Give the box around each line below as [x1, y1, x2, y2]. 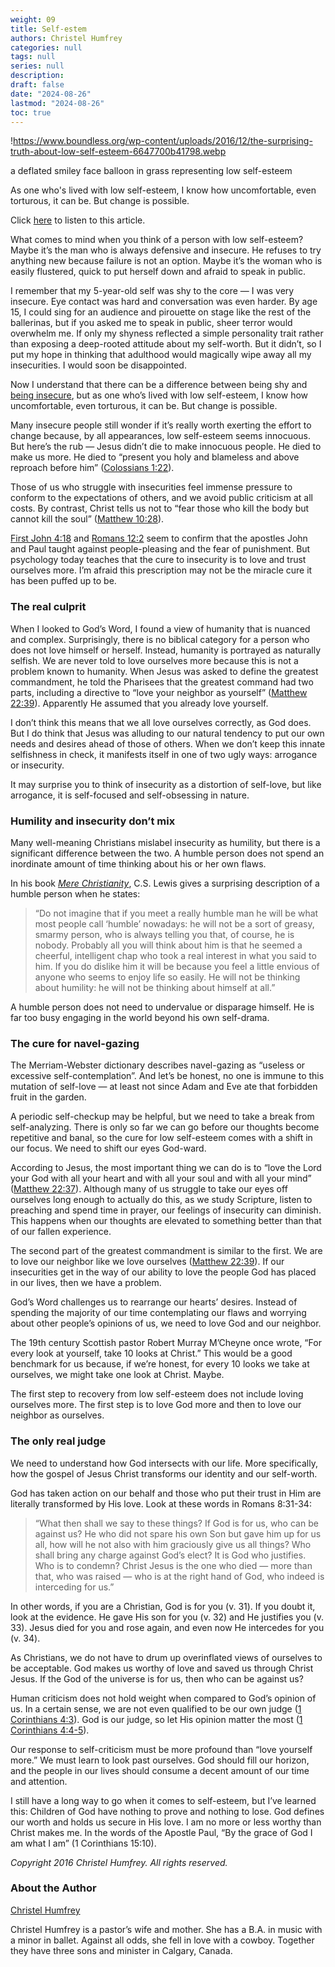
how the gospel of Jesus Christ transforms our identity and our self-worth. [10, 1467, 318, 1480]
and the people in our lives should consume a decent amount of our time [10, 1764, 310, 1776]
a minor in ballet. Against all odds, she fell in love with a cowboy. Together [10, 1934, 315, 1946]
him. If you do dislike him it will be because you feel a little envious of [34, 960, 320, 972]
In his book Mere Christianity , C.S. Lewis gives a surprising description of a [10, 877, 320, 889]
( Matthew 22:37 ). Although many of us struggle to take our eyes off [10, 1183, 288, 1195]
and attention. [10, 1775, 68, 1787]
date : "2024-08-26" [10, 89, 92, 99]
